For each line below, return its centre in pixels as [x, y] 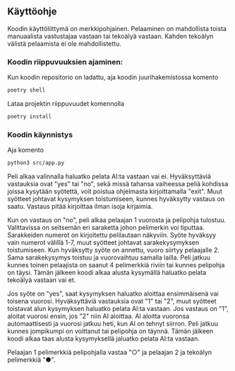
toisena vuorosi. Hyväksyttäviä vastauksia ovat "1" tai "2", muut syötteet [112, 301]
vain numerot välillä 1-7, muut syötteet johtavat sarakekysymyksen [103, 243]
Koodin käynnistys [40, 135]
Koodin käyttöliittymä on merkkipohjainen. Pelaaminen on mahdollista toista [117, 28]
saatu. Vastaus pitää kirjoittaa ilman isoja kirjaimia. [80, 207]
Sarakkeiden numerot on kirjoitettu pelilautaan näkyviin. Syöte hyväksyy [112, 235]
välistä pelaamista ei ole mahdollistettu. [65, 43]
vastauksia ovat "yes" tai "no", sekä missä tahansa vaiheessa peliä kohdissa [118, 184]
